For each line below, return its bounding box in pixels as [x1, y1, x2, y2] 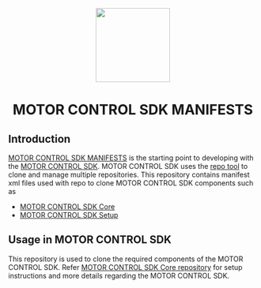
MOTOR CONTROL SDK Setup [19, 211, 119, 219]
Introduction [8, 132, 71, 145]
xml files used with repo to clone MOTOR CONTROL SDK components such [8, 178, 254, 188]
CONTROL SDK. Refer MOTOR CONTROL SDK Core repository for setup [8, 262, 243, 271]
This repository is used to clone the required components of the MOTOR [8, 254, 244, 264]
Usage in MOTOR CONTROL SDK [8, 233, 172, 247]
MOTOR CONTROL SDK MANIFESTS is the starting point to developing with [8, 153, 255, 163]
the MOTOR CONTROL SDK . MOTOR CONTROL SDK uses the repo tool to [8, 162, 248, 170]
